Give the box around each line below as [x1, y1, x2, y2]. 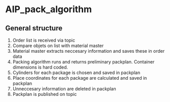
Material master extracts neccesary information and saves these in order [12, 48, 165, 54]
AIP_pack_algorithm [5, 4, 92, 15]
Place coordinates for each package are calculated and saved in [12, 75, 147, 81]
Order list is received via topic [12, 37, 75, 43]
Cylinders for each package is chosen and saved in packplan [12, 70, 141, 76]
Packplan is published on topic [12, 91, 77, 97]
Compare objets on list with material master [12, 43, 104, 49]
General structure [5, 24, 62, 32]
